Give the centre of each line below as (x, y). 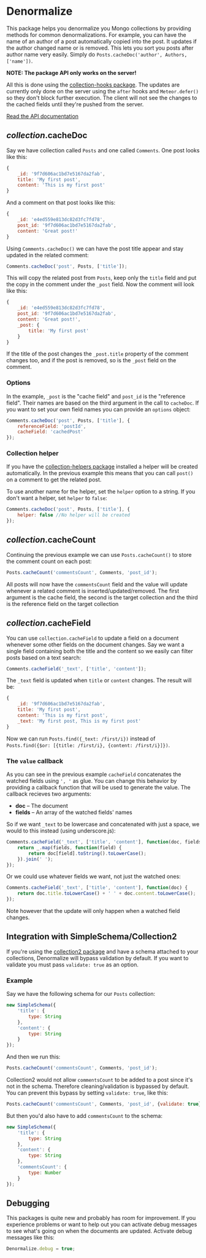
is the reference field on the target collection (63, 604)
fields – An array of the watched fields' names (74, 812)
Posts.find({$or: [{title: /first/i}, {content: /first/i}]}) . (88, 745)
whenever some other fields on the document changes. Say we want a (96, 644)
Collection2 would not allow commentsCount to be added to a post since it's (100, 1080)
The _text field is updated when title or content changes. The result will (99, 680)
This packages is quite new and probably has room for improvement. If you (101, 1218)
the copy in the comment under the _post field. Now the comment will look (101, 284)
